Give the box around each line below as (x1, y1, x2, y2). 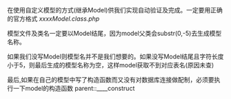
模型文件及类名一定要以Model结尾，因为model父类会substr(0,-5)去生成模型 (7, 30, 222, 37)
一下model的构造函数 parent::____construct (12, 85, 135, 92)
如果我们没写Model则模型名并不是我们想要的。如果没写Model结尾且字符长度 (7, 52, 224, 60)
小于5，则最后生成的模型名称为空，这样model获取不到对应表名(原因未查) (7, 61, 214, 69)
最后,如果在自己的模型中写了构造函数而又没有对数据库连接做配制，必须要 (7, 76, 215, 84)
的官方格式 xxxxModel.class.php (7, 14, 100, 23)
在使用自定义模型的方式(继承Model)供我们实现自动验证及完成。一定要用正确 (7, 6, 223, 14)
